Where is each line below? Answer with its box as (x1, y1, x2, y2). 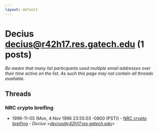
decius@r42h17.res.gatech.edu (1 (5, 39, 144, 49)
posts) (5, 49, 32, 60)
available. (5, 75, 25, 81)
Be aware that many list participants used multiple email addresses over (5, 65, 151, 71)
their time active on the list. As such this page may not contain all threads (5, 70, 154, 76)
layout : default (5, 7, 38, 12)
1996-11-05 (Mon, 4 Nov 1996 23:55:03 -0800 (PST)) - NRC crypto (12, 115, 147, 121)
